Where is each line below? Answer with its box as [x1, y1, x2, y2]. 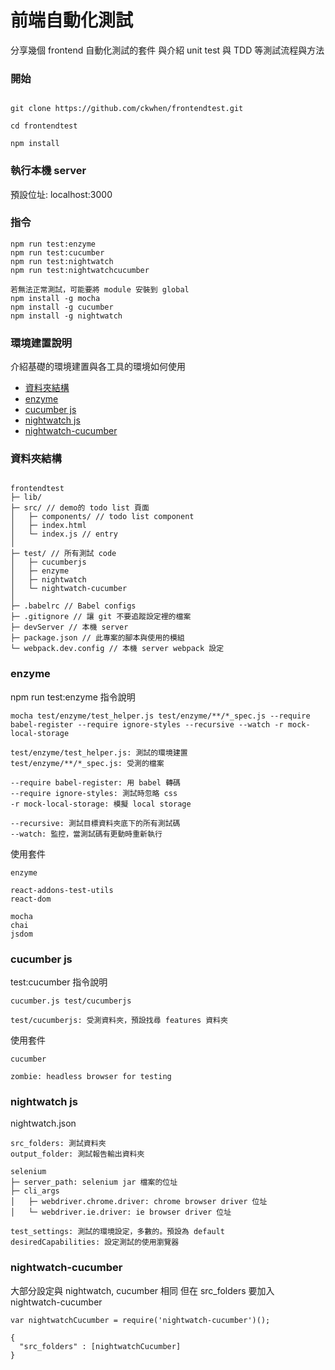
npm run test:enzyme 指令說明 [10, 691, 136, 703]
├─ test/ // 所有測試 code [10, 549, 117, 559]
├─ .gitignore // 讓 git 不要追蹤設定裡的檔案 [10, 612, 192, 622]
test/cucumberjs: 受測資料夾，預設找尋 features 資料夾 [10, 1016, 228, 1026]
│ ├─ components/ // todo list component [10, 512, 195, 522]
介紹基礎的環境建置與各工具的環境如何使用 [10, 361, 186, 373]
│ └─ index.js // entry [10, 529, 118, 540]
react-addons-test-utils [10, 885, 114, 895]
